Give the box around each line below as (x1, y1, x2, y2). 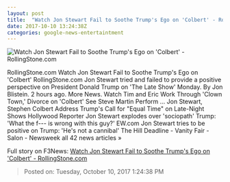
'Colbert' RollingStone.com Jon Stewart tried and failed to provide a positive (7, 76, 222, 84)
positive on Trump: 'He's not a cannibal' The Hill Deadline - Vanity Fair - (7, 127, 209, 135)
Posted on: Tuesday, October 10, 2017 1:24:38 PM (23, 168, 164, 176)
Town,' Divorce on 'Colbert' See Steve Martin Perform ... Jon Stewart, (7, 97, 203, 106)
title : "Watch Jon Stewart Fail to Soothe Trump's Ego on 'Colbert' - (7, 16, 216, 23)
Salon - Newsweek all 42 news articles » (7, 134, 122, 142)
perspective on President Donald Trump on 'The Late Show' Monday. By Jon (7, 83, 223, 91)
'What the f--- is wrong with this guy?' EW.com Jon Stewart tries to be (7, 119, 205, 127)
